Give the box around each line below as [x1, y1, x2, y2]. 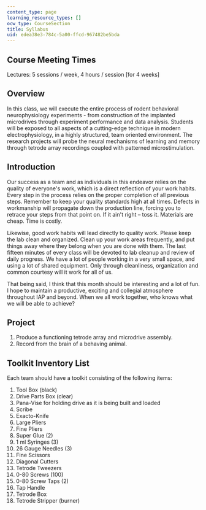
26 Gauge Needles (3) [15, 445, 72, 452]
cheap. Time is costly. [7, 217, 63, 225]
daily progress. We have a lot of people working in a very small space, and [7, 255, 195, 263]
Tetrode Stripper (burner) [15, 497, 80, 504]
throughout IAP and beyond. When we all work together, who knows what [7, 293, 193, 301]
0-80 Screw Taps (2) [15, 477, 69, 485]
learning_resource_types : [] [7, 15, 82, 21]
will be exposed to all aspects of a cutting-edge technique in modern [7, 124, 181, 132]
